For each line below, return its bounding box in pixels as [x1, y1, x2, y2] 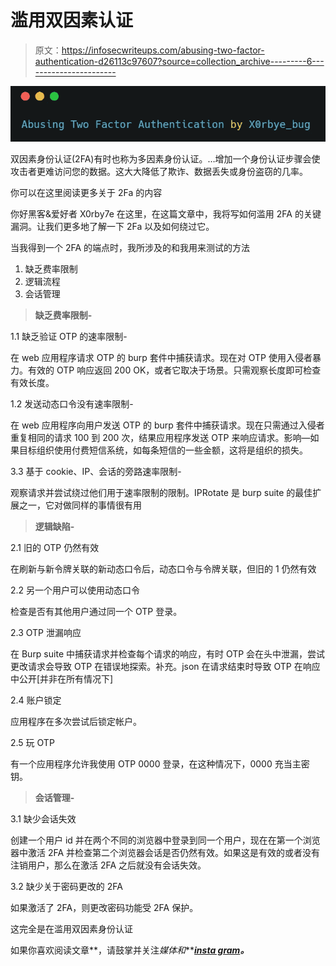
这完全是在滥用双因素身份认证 [10, 922, 133, 935]
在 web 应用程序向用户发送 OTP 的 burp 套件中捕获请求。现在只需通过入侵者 [10, 419, 325, 431]
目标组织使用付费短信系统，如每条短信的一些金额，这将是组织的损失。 [18, 444, 308, 456]
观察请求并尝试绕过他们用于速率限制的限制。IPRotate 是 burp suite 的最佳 [10, 486, 313, 498]
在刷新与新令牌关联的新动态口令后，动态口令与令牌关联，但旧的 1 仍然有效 [10, 562, 317, 575]
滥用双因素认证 [10, 9, 134, 32]
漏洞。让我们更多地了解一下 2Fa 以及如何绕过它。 [10, 220, 215, 232]
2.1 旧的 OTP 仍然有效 [10, 541, 100, 553]
